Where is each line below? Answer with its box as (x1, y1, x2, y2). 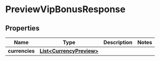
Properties (5, 24, 40, 33)
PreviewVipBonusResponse (5, 4, 126, 15)
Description (103, 39, 132, 46)
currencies (8, 47, 35, 54)
